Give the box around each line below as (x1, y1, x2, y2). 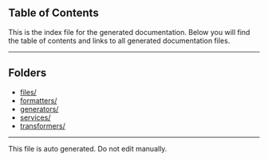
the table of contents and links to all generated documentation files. (8, 36, 231, 45)
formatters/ (19, 95, 57, 105)
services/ (19, 113, 51, 122)
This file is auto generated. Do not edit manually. (8, 144, 167, 153)
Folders (8, 67, 47, 80)
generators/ (19, 104, 59, 113)
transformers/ (19, 121, 65, 130)
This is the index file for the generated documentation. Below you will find (8, 27, 250, 36)
